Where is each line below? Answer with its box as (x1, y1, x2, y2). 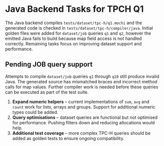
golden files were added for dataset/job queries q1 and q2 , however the (5, 30, 152, 36)
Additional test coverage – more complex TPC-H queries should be (12, 130, 151, 136)
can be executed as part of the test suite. (5, 89, 89, 95)
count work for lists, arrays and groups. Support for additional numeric (12, 104, 156, 109)
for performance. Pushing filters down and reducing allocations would (12, 119, 155, 125)
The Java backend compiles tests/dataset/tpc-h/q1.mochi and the (5, 20, 142, 26)
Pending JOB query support (5, 60, 93, 69)
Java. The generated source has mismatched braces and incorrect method (5, 78, 158, 84)
